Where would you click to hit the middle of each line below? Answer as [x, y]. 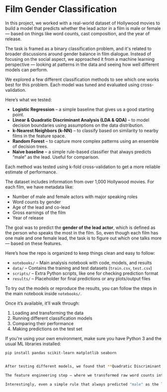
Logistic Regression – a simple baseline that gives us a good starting [83, 109]
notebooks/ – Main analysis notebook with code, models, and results [82, 262]
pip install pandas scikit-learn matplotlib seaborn [61, 353]
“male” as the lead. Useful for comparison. [56, 157]
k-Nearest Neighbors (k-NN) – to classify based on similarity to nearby [85, 130]
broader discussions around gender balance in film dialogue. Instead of [78, 54]
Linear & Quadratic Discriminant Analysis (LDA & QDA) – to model [81, 120]
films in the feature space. [39, 136]
